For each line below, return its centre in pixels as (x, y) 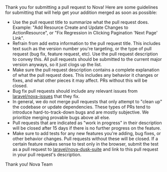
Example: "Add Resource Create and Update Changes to (70, 27)
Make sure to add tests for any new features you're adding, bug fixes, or (86, 133)
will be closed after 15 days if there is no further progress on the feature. (86, 128)
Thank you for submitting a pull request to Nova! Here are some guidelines (82, 7)
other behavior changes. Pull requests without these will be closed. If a (85, 139)
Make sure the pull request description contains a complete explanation (86, 70)
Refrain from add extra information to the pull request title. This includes (86, 43)
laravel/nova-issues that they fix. (46, 96)
